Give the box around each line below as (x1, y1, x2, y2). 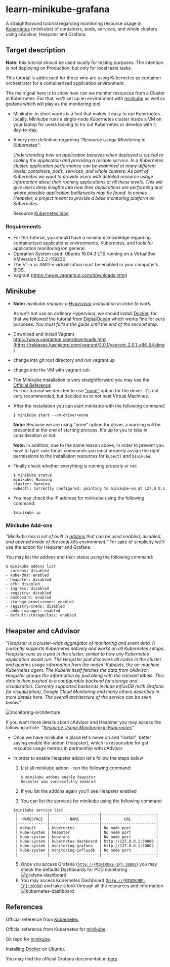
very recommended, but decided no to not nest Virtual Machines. (13, 393, 149, 399)
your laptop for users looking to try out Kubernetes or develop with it (13, 121, 156, 128)
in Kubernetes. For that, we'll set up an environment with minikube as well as (6, 95, 165, 101)
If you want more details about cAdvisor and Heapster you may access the (6, 719, 161, 725)
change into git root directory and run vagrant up (13, 357, 115, 363)
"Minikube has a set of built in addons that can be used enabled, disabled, (6, 534, 162, 540)
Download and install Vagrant (13, 331, 75, 337)
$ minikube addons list (6, 564, 56, 569)
